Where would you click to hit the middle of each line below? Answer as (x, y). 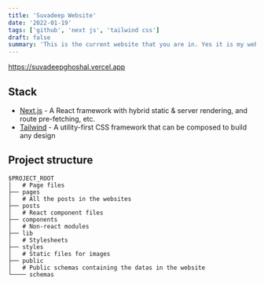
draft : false (29, 37)
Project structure (51, 161)
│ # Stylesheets (38, 240)
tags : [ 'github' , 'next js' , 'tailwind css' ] (84, 30)
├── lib (21, 233)
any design (37, 135)
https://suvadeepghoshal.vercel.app (67, 67)
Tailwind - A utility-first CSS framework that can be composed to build (133, 127)
